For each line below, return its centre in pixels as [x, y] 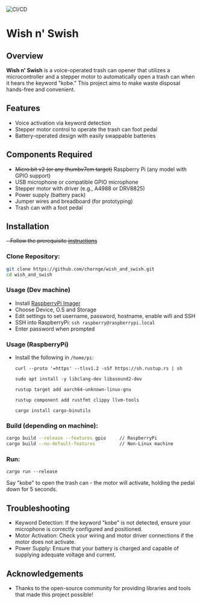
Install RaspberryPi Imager [48, 303]
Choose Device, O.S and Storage [56, 310]
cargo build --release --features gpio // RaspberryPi [82, 438]
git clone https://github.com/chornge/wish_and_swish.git [80, 269]
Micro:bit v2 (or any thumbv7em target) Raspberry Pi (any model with [101, 169]
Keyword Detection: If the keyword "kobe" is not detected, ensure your [103, 523]
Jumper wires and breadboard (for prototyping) [74, 201]
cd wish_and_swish [29, 275]
